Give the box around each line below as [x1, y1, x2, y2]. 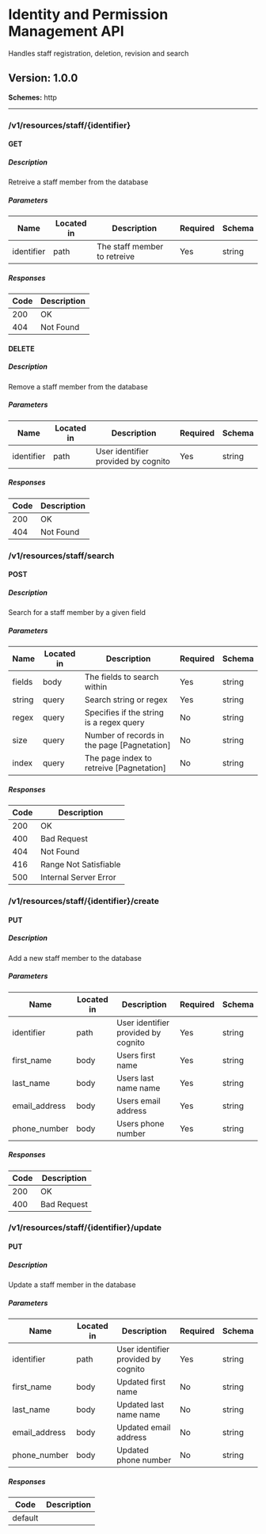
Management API [8, 22, 124, 40]
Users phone [116, 1118, 165, 1129]
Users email [116, 1095, 161, 1106]
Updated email [116, 1422, 171, 1433]
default [12, 1512, 39, 1523]
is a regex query [84, 717, 145, 728]
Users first [116, 1050, 156, 1061]
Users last [116, 1073, 154, 1084]
